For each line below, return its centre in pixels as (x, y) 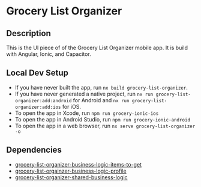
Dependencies (34, 150)
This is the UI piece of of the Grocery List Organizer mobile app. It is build (97, 48)
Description (28, 33)
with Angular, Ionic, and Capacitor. (49, 54)
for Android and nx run (101, 100)
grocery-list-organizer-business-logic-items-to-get (78, 164)
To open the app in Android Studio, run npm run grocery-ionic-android (103, 119)
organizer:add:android (43, 100)
